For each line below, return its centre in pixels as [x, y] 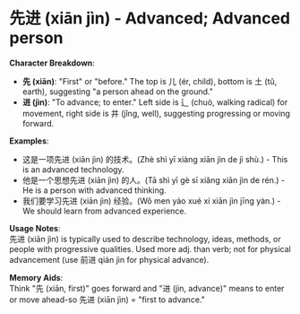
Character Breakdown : [52, 63]
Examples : [29, 141]
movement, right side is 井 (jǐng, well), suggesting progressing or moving [156, 113]
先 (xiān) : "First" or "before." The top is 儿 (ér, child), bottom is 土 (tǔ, [150, 81]
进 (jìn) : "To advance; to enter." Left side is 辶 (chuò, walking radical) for [155, 102]
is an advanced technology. [73, 169]
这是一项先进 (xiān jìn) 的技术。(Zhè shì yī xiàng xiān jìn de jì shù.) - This [155, 159]
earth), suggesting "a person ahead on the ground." [117, 92]
